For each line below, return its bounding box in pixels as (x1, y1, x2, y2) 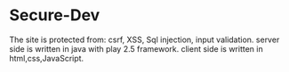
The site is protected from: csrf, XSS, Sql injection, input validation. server (9, 34, 280, 45)
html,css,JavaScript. (9, 53, 84, 63)
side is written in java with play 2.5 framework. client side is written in (9, 43, 264, 54)
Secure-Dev (9, 5, 100, 25)
